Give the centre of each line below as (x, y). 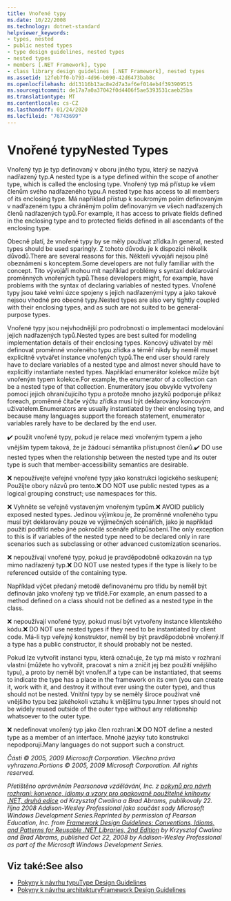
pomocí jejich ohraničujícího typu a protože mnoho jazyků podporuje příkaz (114, 394)
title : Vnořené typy (37, 13)
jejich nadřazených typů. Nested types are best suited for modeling (102, 335)
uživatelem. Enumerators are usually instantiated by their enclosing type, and (116, 408)
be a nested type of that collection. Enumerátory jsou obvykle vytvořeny (110, 386)
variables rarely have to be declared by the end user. (82, 423)
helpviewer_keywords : (38, 33)
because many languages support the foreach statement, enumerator (106, 416)
